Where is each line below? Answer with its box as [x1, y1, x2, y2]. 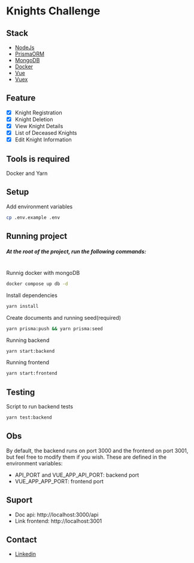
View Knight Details [14, 122, 63, 129]
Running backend [6, 337, 50, 344]
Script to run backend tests [6, 403, 74, 410]
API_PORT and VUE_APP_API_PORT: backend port [14, 471, 140, 479]
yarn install [6, 303, 39, 309]
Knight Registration [14, 109, 62, 116]
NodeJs [14, 44, 35, 51]
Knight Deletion [14, 116, 53, 123]
